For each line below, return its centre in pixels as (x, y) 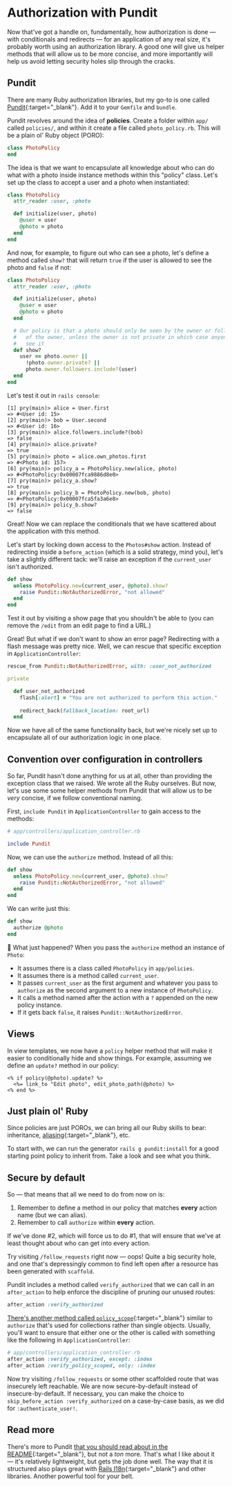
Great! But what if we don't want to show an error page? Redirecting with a (113, 639)
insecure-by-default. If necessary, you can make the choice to (96, 1393)
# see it (29, 344)
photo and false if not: (39, 267)
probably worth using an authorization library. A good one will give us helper (116, 46)
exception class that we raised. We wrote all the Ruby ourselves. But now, (112, 784)
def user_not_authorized (49, 691)
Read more (31, 1430)
